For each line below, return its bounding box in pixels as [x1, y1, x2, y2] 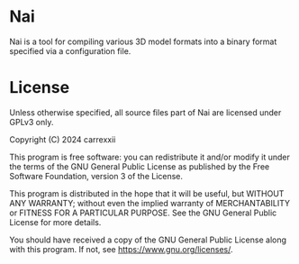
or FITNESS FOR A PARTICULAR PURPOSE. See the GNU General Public [9, 207, 277, 218]
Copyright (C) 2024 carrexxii [9, 133, 116, 145]
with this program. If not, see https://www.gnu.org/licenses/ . [9, 243, 233, 254]
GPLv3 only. [9, 116, 54, 127]
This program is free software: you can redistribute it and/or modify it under [9, 151, 290, 162]
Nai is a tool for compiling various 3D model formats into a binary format [9, 36, 277, 47]
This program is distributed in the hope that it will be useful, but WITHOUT [9, 187, 285, 199]
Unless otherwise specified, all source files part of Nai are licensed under [9, 106, 282, 118]
